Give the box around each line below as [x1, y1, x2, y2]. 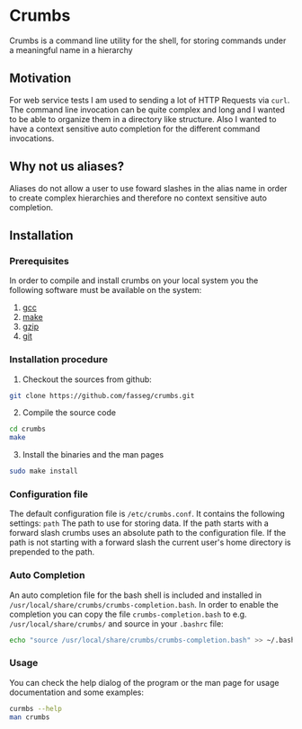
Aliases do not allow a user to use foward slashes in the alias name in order [9, 182, 288, 193]
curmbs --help [9, 704, 63, 713]
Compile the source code [22, 407, 117, 418]
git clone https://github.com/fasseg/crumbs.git [9, 391, 195, 400]
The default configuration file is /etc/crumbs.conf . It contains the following [9, 509, 285, 520]
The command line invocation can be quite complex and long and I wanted [9, 104, 286, 115]
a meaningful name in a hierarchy [9, 44, 133, 55]
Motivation [9, 71, 72, 86]
